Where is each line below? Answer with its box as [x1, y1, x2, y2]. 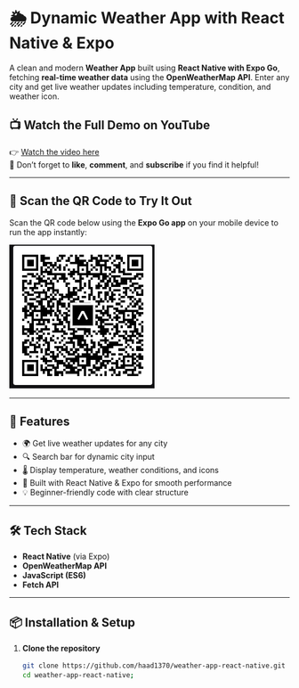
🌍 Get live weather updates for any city [21, 438, 168, 449]
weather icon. [9, 91, 60, 102]
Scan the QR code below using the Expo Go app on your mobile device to [9, 217, 279, 228]
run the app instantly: [9, 226, 87, 237]
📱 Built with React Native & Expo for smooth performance [21, 478, 233, 488]
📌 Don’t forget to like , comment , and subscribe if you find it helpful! [9, 159, 260, 170]
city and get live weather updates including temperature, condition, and [9, 81, 271, 92]
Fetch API [21, 579, 60, 590]
